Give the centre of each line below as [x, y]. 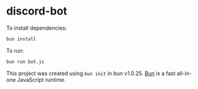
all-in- [184, 73]
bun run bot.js [25, 62]
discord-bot [37, 11]
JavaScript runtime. [42, 79]
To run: [15, 50]
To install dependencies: [37, 28]
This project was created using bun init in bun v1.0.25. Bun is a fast [91, 73]
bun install [21, 39]
